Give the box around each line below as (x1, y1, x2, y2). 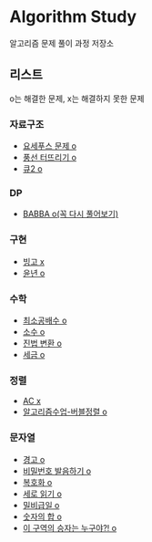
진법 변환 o (22, 338, 62, 349)
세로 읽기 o (22, 488, 62, 499)
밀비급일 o (22, 499, 60, 510)
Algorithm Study (9, 6, 137, 27)
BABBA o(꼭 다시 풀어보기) (22, 208, 119, 220)
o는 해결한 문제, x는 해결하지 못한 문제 (9, 93, 145, 104)
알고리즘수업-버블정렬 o (22, 406, 107, 417)
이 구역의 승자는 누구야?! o (22, 522, 117, 533)
